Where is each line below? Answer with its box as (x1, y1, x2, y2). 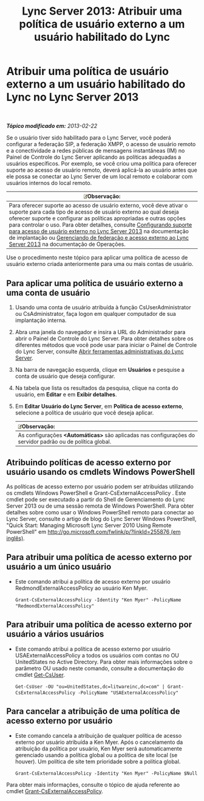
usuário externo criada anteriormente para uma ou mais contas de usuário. (6, 261, 194, 268)
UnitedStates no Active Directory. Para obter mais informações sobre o (15, 658, 193, 665)
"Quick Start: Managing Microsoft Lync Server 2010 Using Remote (6, 522, 172, 529)
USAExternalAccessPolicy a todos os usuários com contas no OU (15, 651, 179, 659)
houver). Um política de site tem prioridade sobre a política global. (15, 758, 181, 765)
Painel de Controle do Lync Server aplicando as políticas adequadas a (6, 153, 182, 161)
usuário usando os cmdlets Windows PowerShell (6, 467, 195, 477)
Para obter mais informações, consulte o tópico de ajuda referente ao (6, 781, 180, 788)
